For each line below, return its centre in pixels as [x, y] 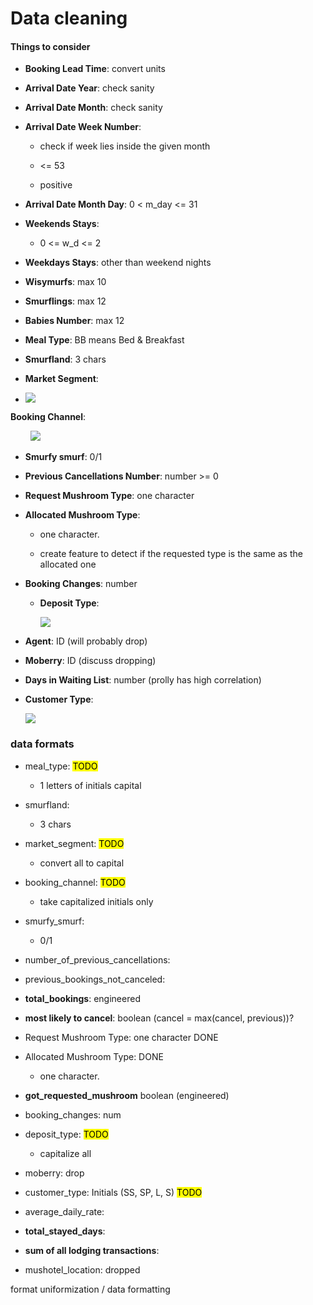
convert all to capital [82, 863]
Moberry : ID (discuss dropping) [90, 661]
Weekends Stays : [62, 224]
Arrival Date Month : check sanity [93, 108]
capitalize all [65, 1153]
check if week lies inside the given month [125, 146]
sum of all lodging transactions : [92, 1250]
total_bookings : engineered [82, 998]
